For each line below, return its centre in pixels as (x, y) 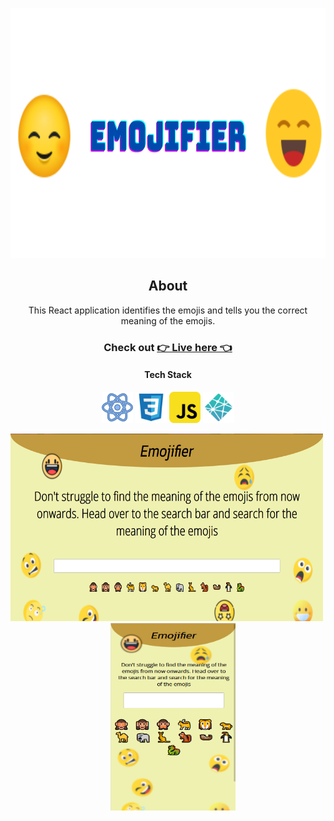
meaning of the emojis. (168, 320)
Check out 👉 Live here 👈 (168, 347)
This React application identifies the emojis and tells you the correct (168, 310)
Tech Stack (168, 375)
